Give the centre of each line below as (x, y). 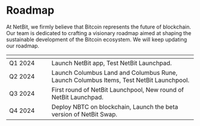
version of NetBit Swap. (85, 114)
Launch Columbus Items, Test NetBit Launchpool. (120, 80)
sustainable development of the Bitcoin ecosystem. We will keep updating (97, 39)
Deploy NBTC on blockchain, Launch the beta (115, 106)
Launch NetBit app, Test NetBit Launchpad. (112, 63)
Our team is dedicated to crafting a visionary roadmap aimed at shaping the (99, 33)
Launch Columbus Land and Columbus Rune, (114, 73)
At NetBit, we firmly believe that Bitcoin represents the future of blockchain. (99, 27)
